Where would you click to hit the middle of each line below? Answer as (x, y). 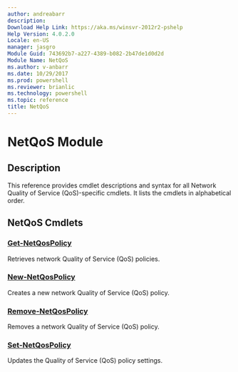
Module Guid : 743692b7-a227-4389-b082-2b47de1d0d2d (86, 54)
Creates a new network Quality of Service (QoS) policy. (88, 292)
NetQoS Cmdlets (45, 223)
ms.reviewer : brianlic (41, 87)
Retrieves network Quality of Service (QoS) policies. (84, 259)
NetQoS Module (55, 142)
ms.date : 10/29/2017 (38, 73)
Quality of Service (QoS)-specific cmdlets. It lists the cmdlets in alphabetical (119, 192)
